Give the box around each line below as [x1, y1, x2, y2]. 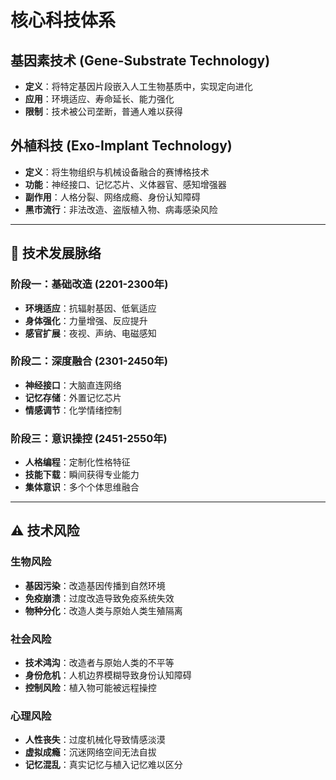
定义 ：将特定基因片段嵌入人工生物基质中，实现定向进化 [24, 81, 253, 92]
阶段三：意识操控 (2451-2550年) [10, 431, 168, 445]
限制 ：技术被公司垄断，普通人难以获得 [24, 106, 183, 117]
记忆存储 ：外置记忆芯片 [24, 391, 122, 403]
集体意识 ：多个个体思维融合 [24, 481, 140, 493]
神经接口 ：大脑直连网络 [24, 379, 122, 391]
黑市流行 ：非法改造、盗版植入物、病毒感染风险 [24, 203, 218, 215]
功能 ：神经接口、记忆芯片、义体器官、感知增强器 [24, 178, 227, 190]
